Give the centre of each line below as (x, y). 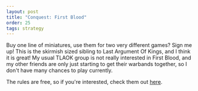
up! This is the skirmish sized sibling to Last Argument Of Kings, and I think (98, 52)
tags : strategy (25, 28)
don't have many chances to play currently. (60, 70)
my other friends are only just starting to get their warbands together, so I (97, 64)
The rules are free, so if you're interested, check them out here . (84, 82)
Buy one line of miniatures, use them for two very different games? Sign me (99, 45)
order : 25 (19, 23)
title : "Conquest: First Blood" (46, 17)
